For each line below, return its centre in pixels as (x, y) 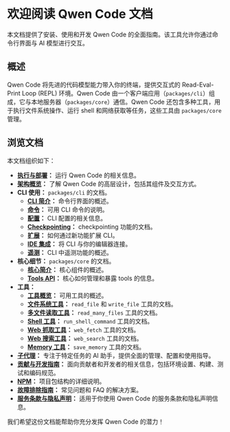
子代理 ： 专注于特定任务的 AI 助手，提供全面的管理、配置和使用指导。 (116, 355)
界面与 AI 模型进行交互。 (54, 43)
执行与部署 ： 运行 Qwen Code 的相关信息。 (79, 175)
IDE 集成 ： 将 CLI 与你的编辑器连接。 (79, 244)
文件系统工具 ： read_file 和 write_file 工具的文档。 (102, 304)
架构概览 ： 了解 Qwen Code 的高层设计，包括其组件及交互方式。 (108, 183)
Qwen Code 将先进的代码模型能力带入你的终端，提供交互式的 (94, 84)
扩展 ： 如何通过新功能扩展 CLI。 (73, 235)
